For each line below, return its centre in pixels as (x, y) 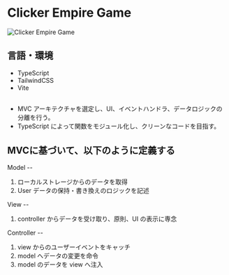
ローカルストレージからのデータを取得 (72, 182)
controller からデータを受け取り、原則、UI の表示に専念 (97, 219)
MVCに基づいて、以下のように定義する (91, 150)
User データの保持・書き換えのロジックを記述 (83, 190)
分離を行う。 (36, 118)
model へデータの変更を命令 (58, 256)
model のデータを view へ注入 (60, 264)
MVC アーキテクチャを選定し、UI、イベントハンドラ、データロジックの (120, 109)
